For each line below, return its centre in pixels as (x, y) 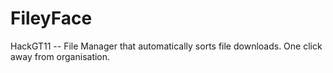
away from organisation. (60, 56)
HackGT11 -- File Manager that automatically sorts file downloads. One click (166, 46)
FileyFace (51, 18)
